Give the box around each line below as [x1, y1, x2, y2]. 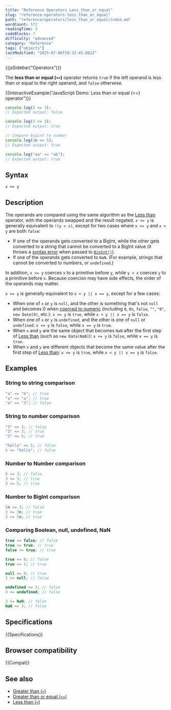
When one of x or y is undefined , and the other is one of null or [12, 317, 145, 322]
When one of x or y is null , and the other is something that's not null [12, 300, 158, 306]
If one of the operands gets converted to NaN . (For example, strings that [12, 254, 163, 260]
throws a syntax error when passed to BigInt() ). [12, 249, 115, 255]
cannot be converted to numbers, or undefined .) [12, 260, 114, 266]
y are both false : [5, 228, 41, 234]
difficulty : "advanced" [5, 36, 56, 41]
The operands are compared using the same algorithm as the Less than [5, 212, 156, 218]
